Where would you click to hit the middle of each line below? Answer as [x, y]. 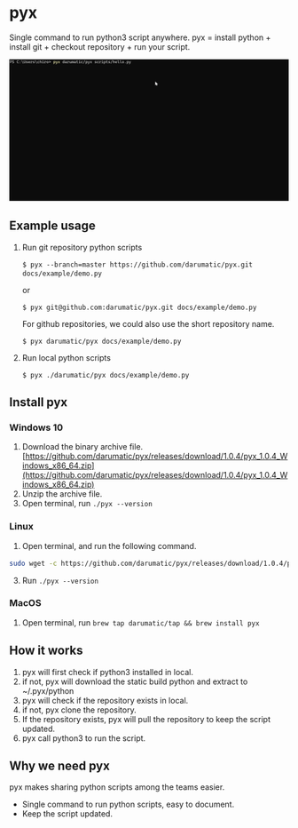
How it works [46, 651]
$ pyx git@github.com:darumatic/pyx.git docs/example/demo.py [139, 307]
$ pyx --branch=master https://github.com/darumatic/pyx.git [137, 265]
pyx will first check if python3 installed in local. [107, 672]
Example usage [52, 226]
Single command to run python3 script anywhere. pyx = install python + [140, 37]
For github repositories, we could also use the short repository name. [148, 323]
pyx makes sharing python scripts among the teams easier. [117, 787]
